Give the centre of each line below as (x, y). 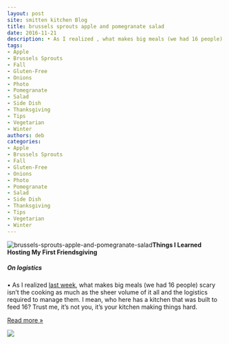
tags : (15, 45)
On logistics (25, 268)
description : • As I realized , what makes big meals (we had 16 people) (115, 39)
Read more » (25, 321)
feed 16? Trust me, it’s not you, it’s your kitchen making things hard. (102, 307)
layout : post (26, 13)
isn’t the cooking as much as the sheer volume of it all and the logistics (108, 292)
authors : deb (26, 135)
